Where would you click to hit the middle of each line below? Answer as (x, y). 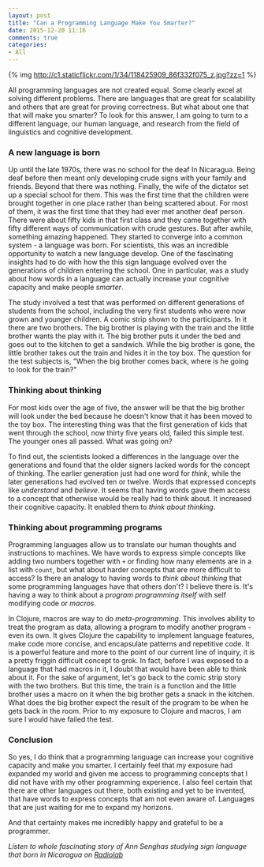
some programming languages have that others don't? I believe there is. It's (131, 586)
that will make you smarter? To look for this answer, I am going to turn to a (128, 115)
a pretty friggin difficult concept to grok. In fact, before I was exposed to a (128, 660)
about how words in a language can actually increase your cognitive (119, 279)
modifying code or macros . (52, 603)
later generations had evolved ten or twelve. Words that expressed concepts (132, 481)
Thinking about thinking (55, 390)
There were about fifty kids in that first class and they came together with (127, 220)
